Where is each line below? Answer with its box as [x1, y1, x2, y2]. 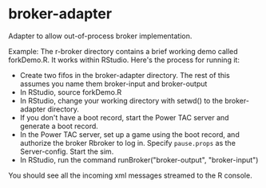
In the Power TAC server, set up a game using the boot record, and [19, 129, 240, 139]
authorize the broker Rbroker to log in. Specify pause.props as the [19, 138, 236, 147]
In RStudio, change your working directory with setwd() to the [19, 96, 224, 105]
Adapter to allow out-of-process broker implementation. [8, 31, 193, 41]
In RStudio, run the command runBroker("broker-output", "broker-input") [19, 155, 259, 164]
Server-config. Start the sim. [19, 147, 114, 156]
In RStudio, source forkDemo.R [19, 87, 122, 96]
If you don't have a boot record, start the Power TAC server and [19, 112, 229, 122]
